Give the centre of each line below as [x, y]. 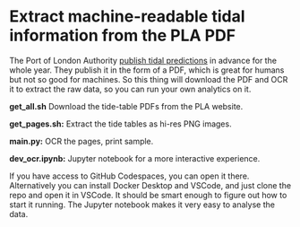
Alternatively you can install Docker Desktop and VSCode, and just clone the [150, 185]
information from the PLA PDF [122, 35]
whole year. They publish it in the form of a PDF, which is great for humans [147, 70]
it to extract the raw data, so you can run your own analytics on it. [130, 89]
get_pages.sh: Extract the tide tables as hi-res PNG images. [120, 124]
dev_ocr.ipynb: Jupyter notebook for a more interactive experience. [135, 158]
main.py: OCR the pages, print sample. [81, 141]
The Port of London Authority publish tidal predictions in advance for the [143, 60]
